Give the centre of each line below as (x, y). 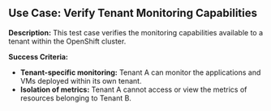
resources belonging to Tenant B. (76, 98)
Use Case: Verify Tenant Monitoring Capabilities (133, 13)
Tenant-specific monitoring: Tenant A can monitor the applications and (140, 72)
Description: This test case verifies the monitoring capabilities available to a (136, 32)
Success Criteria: (39, 56)
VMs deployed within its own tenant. (81, 80)
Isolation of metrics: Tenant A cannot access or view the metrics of (133, 89)
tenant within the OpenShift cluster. (67, 41)
